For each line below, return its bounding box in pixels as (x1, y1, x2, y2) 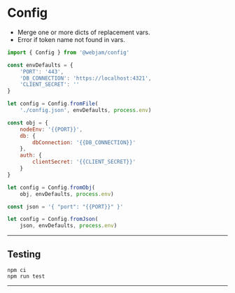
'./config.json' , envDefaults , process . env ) (20, 107, 152, 114)
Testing (7, 248, 41, 260)
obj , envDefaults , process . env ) (20, 190, 114, 197)
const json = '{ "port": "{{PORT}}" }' (7, 203, 124, 210)
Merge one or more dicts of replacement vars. (17, 28, 150, 36)
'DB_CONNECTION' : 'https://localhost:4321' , (20, 75, 152, 82)
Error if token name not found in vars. (17, 35, 126, 43)
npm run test (7, 273, 45, 280)
